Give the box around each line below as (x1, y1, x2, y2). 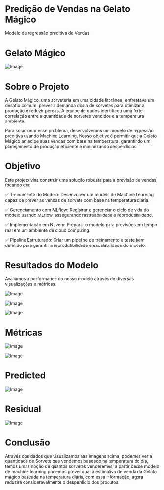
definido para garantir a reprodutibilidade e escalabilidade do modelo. (5, 242, 146, 248)
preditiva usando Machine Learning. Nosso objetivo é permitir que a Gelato (5, 133, 157, 139)
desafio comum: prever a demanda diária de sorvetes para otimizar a (5, 102, 145, 108)
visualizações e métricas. (5, 281, 56, 287)
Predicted (5, 370, 46, 381)
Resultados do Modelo (5, 259, 99, 271)
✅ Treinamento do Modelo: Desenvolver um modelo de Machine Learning (5, 191, 154, 197)
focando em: (5, 182, 31, 188)
